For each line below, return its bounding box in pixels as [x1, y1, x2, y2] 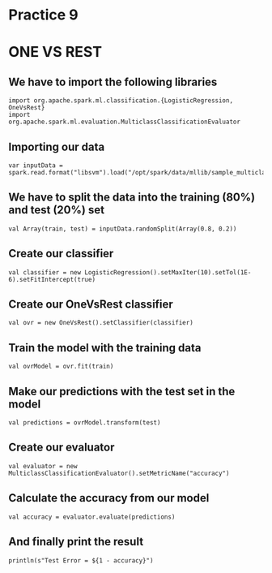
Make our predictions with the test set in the [8, 384, 236, 399]
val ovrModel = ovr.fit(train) [8, 363, 114, 371]
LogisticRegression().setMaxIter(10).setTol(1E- [84, 268, 252, 277]
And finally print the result [8, 535, 144, 549]
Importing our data [8, 140, 105, 153]
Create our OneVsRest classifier [8, 298, 174, 312]
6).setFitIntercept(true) [8, 275, 96, 283]
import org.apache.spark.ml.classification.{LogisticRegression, [8, 97, 233, 105]
